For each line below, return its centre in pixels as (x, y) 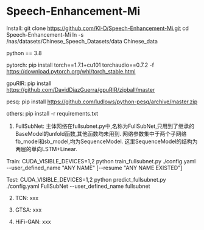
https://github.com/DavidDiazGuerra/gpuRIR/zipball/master (81, 89)
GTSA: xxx (28, 210)
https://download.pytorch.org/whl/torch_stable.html (71, 71)
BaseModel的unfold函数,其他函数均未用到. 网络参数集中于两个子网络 (101, 133)
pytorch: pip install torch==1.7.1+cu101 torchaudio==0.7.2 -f (80, 65)
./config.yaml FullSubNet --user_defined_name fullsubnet (78, 186)
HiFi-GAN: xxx (33, 221)
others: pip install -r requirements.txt (52, 113)
